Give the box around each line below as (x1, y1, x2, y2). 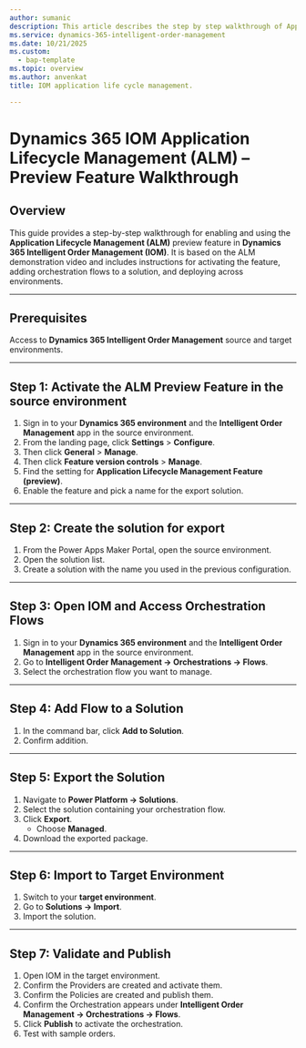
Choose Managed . (36, 823, 107, 834)
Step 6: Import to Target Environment (9, 867, 225, 883)
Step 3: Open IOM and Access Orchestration (9, 598, 266, 615)
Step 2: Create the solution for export (9, 520, 225, 535)
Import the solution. (22, 911, 97, 922)
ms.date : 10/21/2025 (9, 38, 88, 48)
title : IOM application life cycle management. (9, 81, 194, 90)
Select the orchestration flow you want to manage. (22, 666, 212, 677)
